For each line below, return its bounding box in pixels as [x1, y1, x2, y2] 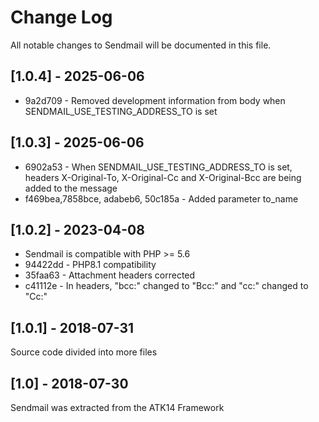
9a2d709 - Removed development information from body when [24, 94, 286, 106]
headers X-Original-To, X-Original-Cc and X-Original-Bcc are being [24, 171, 302, 183]
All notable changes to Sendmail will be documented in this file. [10, 39, 272, 51]
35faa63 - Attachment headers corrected [24, 269, 196, 281]
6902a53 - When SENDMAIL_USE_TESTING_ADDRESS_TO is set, [24, 161, 293, 173]
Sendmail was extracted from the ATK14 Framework [10, 402, 225, 413]
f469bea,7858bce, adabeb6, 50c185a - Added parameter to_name [24, 192, 299, 205]
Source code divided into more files [10, 346, 158, 358]
